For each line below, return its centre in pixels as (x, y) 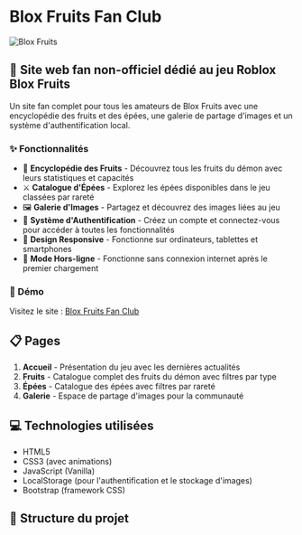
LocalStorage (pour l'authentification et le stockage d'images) (137, 480)
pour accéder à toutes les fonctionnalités (98, 230)
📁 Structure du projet (69, 518)
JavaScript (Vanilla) (59, 471)
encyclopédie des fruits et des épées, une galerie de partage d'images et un (151, 116)
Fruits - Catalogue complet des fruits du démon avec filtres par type (149, 377)
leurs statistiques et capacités (78, 178)
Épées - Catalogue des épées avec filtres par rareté (119, 387)
